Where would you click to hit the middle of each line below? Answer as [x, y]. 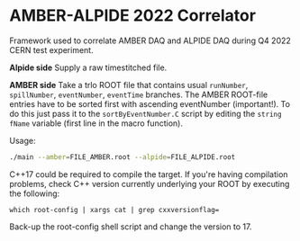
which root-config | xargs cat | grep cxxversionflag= [114, 210]
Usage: [23, 140]
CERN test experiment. [51, 49]
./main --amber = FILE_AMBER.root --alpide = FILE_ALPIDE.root [123, 157]
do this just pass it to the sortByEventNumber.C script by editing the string [145, 113]
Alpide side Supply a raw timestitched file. [88, 67]
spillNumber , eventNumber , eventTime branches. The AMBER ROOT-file [139, 94]
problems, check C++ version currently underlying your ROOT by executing [150, 183]
